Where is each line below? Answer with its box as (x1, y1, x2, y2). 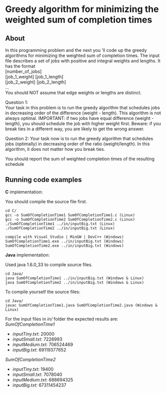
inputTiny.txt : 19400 (12, 366, 54, 372)
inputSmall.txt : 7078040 (12, 371, 62, 378)
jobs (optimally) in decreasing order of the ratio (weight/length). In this (5, 141, 150, 147)
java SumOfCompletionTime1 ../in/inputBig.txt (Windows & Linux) (5, 276, 144, 281)
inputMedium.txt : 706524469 (12, 341, 73, 348)
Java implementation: (5, 252, 50, 258)
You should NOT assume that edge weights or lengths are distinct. (5, 90, 141, 95)
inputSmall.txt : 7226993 (12, 336, 62, 342)
